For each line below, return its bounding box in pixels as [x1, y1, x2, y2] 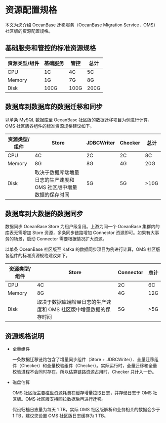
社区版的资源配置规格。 [5, 28, 53, 34]
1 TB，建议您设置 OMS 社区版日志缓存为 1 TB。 [12, 413, 109, 419]
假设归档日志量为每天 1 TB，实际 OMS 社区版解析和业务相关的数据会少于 [12, 407, 161, 413]
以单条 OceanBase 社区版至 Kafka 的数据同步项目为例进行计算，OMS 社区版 [5, 246, 161, 252]
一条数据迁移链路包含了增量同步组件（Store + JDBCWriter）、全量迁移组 [12, 357, 159, 363]
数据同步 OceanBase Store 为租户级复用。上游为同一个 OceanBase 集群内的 [5, 224, 160, 230]
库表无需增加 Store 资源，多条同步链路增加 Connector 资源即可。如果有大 [5, 230, 155, 235]
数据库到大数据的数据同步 [5, 209, 83, 218]
